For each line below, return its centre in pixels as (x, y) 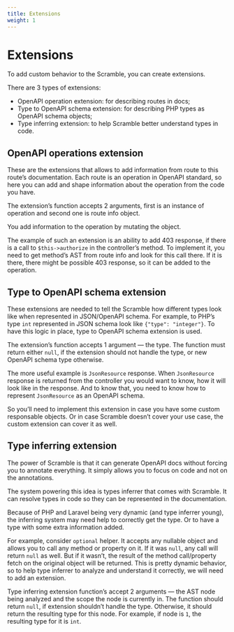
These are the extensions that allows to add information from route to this (113, 170)
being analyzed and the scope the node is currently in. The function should (115, 598)
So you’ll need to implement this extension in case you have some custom (114, 409)
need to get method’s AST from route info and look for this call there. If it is (115, 255)
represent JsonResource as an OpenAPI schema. (76, 395)
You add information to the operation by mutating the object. (94, 227)
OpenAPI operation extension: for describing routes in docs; (104, 101)
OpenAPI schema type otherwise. (56, 360)
